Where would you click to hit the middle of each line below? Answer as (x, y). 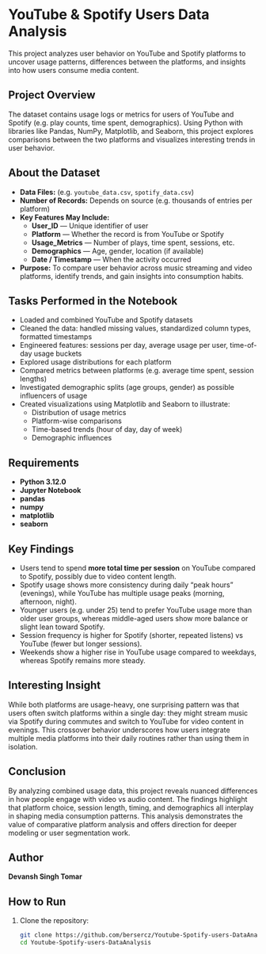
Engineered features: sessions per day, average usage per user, (123, 345)
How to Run (37, 901)
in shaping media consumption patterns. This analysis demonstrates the (125, 816)
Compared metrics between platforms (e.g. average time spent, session (137, 371)
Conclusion (37, 771)
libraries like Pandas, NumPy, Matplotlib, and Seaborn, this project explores (131, 131)
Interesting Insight (55, 686)
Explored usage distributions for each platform (95, 362)
